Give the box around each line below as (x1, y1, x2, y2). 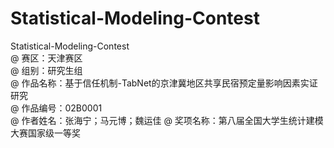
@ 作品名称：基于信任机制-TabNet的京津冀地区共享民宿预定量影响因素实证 (10, 77, 318, 89)
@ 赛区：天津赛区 (10, 52, 83, 64)
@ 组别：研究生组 (10, 64, 83, 76)
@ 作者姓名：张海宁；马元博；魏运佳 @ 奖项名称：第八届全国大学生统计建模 (10, 114, 324, 126)
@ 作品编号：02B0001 (10, 102, 103, 114)
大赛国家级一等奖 (10, 127, 81, 139)
